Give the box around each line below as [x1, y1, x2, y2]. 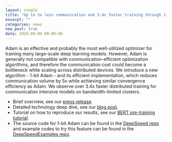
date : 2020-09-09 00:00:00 [5, 31, 63, 36]
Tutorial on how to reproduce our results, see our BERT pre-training [12, 109, 155, 115]
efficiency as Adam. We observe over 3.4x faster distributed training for [5, 83, 157, 89]
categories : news [5, 21, 42, 27]
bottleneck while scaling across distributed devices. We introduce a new [5, 67, 158, 73]
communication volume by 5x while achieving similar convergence [5, 78, 145, 84]
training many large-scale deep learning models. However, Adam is [5, 51, 147, 57]
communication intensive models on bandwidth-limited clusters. [5, 89, 141, 94]
